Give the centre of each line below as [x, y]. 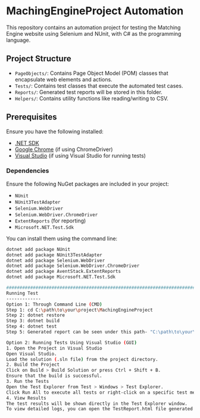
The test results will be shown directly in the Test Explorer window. [97, 403]
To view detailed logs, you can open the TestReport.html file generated [100, 409]
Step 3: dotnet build [33, 321]
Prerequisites [32, 117]
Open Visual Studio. [32, 354]
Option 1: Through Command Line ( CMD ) [54, 304]
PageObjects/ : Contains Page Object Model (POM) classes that [91, 73]
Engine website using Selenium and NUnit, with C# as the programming [94, 33]
